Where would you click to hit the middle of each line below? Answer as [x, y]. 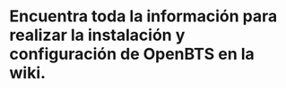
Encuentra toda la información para [143, 16]
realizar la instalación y [97, 35]
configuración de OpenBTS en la [132, 54]
